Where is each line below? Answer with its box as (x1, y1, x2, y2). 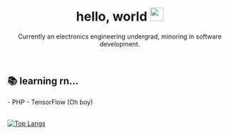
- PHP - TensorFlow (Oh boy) (7, 97, 93, 106)
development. (99, 39, 141, 48)
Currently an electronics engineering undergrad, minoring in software (17, 32, 223, 41)
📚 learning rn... (7, 75, 79, 87)
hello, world (76, 9, 148, 25)
